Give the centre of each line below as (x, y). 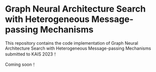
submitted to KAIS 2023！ (31, 54)
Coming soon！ (21, 64)
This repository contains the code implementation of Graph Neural (72, 43)
